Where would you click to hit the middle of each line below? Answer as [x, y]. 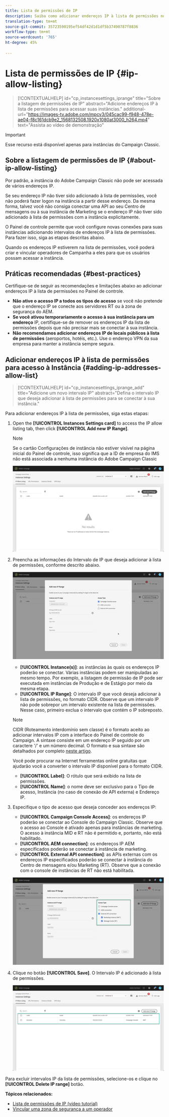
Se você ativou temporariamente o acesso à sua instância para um [83, 317]
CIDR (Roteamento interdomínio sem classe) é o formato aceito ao [81, 729]
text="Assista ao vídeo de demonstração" [61, 125]
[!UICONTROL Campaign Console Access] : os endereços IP [83, 816]
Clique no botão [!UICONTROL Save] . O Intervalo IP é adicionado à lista [87, 973]
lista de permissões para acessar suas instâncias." [70, 109]
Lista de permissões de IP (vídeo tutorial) [55, 1104]
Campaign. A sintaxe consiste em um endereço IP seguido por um [81, 740]
